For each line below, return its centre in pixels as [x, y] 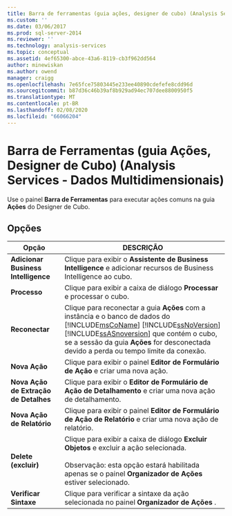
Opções [24, 228]
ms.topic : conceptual [38, 53]
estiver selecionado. [97, 483]
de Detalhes [31, 400]
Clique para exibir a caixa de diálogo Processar [142, 288]
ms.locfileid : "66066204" [44, 116]
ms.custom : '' [28, 20]
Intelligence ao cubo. [98, 277]
